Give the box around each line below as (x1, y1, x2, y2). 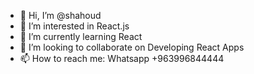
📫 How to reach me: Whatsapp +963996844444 (19, 53, 225, 64)
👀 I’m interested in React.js (19, 20, 130, 32)
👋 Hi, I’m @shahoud (19, 10, 102, 21)
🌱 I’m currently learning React (19, 31, 143, 42)
